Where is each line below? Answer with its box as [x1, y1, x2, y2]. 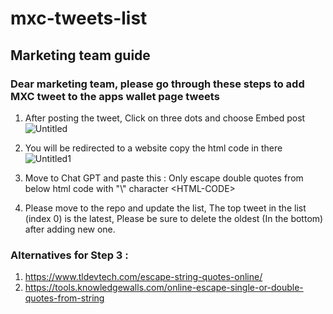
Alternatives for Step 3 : [10, 248, 129, 262]
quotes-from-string [24, 292, 105, 304]
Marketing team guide [10, 47, 151, 64]
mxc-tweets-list [10, 7, 148, 30]
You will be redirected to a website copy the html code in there [24, 142, 283, 154]
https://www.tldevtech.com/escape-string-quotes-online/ [24, 271, 263, 283]
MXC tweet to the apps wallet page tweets [10, 89, 220, 103]
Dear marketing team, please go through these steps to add [10, 77, 305, 91]
